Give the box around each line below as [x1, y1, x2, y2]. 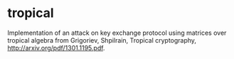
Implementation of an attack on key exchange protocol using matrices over [7, 28, 227, 37]
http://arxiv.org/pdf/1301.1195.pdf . [7, 43, 105, 52]
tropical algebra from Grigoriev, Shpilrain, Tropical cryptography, [7, 36, 197, 44]
